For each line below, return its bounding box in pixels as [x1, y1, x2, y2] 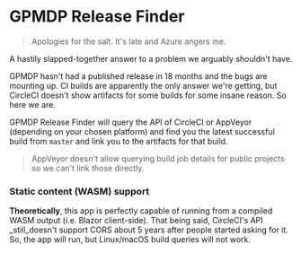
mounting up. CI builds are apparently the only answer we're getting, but [9, 80, 278, 91]
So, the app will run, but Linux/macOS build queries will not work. [9, 234, 252, 245]
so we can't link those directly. [31, 162, 145, 173]
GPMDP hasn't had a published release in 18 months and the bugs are [9, 70, 268, 82]
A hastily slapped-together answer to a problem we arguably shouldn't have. [9, 53, 293, 64]
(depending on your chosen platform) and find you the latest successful [9, 126, 276, 136]
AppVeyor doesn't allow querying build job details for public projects [31, 153, 285, 163]
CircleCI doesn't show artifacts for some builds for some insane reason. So [9, 90, 288, 100]
